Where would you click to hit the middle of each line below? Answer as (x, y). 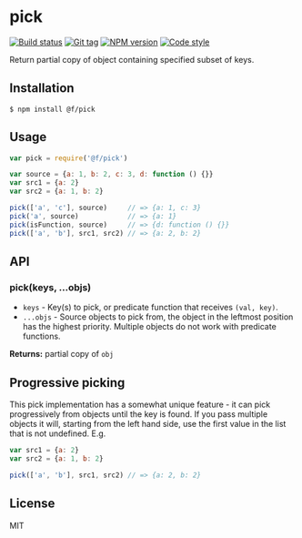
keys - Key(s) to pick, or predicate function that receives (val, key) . (151, 308)
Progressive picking (67, 383)
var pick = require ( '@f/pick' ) (69, 158)
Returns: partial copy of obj (61, 354)
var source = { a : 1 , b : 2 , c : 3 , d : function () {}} (111, 175)
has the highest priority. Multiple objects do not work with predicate (150, 327)
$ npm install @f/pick (52, 109)
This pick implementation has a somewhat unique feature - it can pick (140, 405)
